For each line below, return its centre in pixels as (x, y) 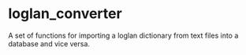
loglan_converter (65, 14)
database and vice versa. (49, 43)
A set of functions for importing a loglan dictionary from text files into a (123, 35)
